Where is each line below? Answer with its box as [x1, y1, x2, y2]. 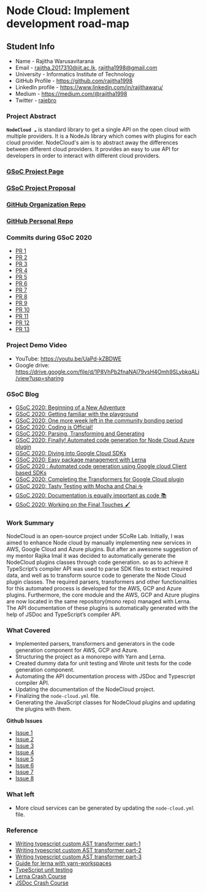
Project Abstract [6, 112, 56, 120]
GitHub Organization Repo [6, 200, 86, 209]
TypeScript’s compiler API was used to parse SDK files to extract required [6, 565, 193, 573]
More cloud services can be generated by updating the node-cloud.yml [15, 804, 194, 812]
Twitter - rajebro [15, 96, 57, 104]
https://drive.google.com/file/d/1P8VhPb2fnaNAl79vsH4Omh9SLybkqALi [15, 368, 200, 375]
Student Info [6, 41, 55, 52]
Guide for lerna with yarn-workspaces [15, 859, 112, 867]
